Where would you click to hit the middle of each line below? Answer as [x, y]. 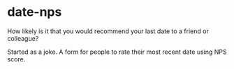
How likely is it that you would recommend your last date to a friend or [108, 31]
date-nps [35, 12]
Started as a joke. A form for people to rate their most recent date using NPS [117, 52]
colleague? [23, 38]
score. [16, 59]
